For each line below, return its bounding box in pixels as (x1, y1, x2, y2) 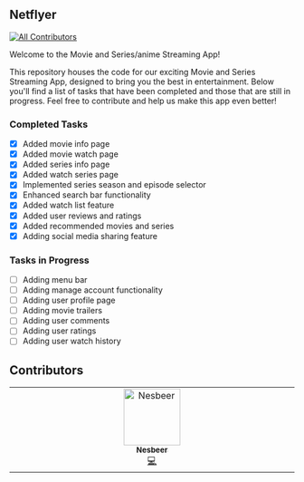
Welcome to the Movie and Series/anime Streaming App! (9, 49, 221, 60)
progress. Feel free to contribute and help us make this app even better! (9, 95, 278, 106)
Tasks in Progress (9, 254, 90, 266)
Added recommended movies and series (22, 220, 175, 231)
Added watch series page (22, 169, 119, 180)
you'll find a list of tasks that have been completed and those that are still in (9, 85, 291, 96)
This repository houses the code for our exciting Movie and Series (9, 66, 256, 77)
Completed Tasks (9, 118, 89, 130)
